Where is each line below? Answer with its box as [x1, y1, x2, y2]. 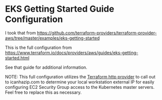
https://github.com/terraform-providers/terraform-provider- [37, 30, 157, 36]
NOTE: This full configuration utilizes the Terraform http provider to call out [5, 74, 156, 80]
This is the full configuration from [5, 44, 72, 50]
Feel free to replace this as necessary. [5, 89, 82, 95]
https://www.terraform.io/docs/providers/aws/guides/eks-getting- [5, 50, 139, 56]
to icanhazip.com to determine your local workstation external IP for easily [5, 79, 155, 85]
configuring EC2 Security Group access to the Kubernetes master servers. [5, 84, 155, 90]
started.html [5, 55, 30, 60]
